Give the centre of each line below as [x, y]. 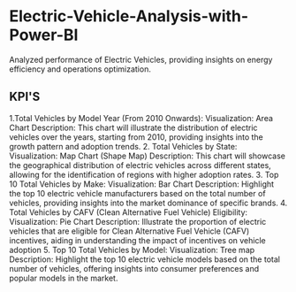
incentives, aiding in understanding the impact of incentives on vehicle [138, 240]
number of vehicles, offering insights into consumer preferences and [134, 268]
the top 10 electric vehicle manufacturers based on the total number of [138, 193]
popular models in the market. [64, 278]
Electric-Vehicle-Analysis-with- [129, 16]
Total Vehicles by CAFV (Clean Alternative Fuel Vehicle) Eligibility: [129, 212]
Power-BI [44, 35]
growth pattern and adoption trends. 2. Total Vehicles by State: [123, 146]
